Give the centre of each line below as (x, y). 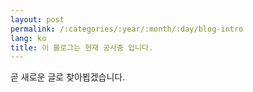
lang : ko (28, 38)
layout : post (37, 19)
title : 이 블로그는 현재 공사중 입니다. (82, 47)
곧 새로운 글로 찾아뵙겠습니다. (68, 77)
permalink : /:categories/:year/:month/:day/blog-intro (127, 29)
